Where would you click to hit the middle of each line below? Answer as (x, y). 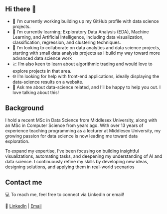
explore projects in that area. (42, 71)
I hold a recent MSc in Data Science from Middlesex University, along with (81, 120)
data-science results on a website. (48, 82)
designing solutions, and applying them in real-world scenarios (70, 167)
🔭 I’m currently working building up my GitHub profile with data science (85, 21)
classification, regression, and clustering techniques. (67, 42)
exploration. (17, 141)
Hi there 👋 (21, 9)
